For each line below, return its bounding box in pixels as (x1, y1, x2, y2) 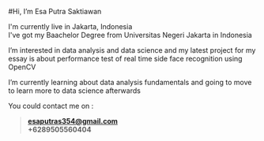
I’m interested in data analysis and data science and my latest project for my (8, 46, 256, 54)
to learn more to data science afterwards (8, 86, 141, 95)
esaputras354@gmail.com (27, 117, 119, 125)
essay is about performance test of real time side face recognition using (8, 54, 243, 63)
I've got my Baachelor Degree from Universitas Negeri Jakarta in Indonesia (8, 31, 253, 39)
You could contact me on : (8, 102, 94, 110)
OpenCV (8, 62, 36, 72)
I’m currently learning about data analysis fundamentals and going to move (8, 78, 252, 87)
